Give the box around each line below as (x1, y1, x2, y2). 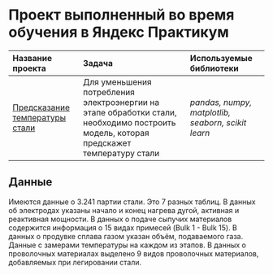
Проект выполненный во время (8, 6, 235, 24)
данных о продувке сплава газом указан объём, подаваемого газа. (8, 231, 244, 241)
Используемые (189, 52, 253, 63)
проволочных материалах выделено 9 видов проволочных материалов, (8, 248, 259, 258)
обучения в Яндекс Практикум (8, 23, 229, 41)
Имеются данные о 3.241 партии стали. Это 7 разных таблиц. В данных (8, 197, 256, 207)
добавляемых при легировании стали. (8, 257, 142, 267)
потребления (82, 86, 136, 98)
